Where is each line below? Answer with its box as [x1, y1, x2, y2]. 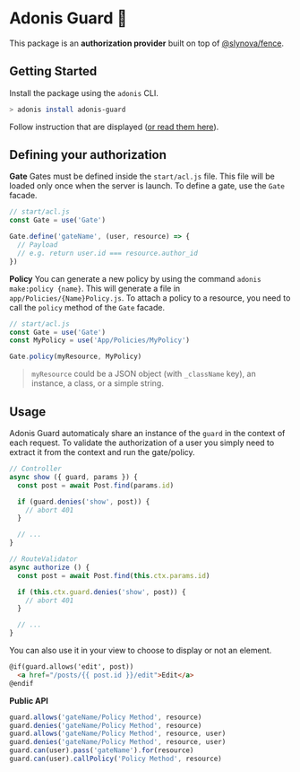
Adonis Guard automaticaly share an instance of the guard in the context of [9, 428, 286, 438]
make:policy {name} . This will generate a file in [9, 283, 181, 294]
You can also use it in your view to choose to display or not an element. [9, 645, 272, 655]
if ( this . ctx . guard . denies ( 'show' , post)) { [17, 587, 186, 596]
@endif [9, 679, 34, 688]
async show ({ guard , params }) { [9, 472, 139, 481]
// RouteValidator [9, 555, 78, 564]
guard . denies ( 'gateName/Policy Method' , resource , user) [9, 738, 227, 747]
